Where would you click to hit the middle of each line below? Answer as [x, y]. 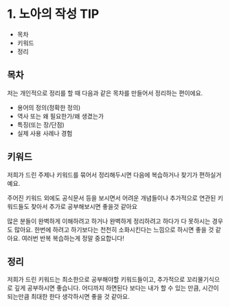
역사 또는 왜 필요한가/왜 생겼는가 [60, 116]
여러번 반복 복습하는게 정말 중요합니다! [73, 238]
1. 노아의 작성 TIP [53, 14]
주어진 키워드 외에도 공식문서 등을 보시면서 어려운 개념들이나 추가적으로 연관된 [112, 198]
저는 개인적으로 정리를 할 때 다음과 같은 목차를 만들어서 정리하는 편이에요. [105, 93]
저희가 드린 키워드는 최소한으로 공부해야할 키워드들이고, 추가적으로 [96, 280]
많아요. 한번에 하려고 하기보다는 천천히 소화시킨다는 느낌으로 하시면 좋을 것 [114, 230]
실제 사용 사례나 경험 [45, 133]
